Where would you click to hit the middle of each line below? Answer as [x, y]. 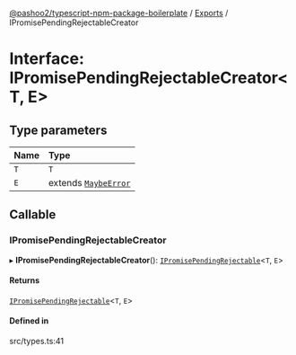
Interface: [47, 59]
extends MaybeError [89, 183]
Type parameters [58, 130]
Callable [33, 215]
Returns [25, 280]
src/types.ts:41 [37, 342]
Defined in [29, 321]
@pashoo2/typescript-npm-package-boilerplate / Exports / [119, 13]
